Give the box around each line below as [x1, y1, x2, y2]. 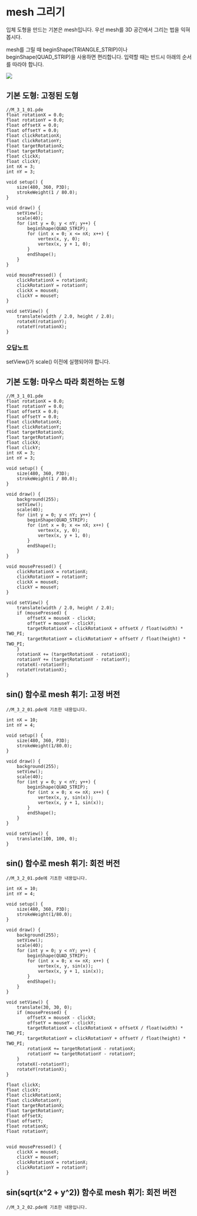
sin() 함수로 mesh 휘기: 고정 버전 [6, 689, 120, 699]
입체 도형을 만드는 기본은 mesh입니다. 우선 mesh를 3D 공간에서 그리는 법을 [6, 26, 180, 33]
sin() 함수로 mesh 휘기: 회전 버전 [6, 858, 120, 868]
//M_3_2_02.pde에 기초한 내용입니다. [6, 1205, 88, 1211]
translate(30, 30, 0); [17, 1005, 73, 1011]
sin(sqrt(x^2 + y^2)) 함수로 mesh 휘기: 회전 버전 [6, 1187, 177, 1197]
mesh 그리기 [6, 5, 65, 19]
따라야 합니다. [12, 60, 44, 68]
